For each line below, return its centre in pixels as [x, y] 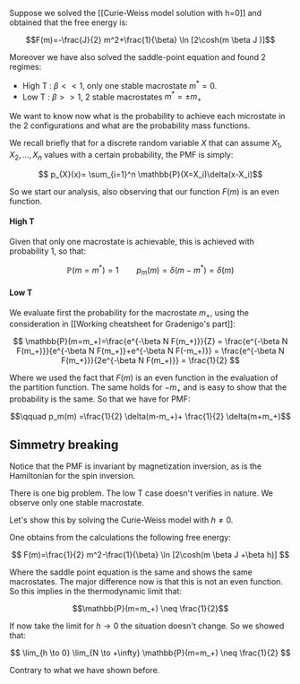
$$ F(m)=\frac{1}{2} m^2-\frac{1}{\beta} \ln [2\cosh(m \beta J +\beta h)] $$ [150, 554]
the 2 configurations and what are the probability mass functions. [130, 126]
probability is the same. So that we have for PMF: [100, 399]
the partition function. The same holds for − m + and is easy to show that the [148, 389]
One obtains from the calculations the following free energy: [120, 537]
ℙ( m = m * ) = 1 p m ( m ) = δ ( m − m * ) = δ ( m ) [150, 270]
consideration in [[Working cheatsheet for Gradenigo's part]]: [122, 324]
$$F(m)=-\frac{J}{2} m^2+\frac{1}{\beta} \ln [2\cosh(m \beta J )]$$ [150, 40]
